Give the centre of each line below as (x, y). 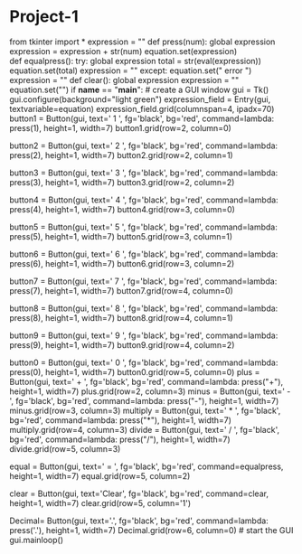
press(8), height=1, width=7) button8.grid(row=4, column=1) (121, 317)
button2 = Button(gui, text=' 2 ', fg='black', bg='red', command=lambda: (144, 146)
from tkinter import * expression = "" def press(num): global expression (142, 42)
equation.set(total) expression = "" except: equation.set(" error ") (131, 70)
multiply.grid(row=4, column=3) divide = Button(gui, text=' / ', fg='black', (145, 429)
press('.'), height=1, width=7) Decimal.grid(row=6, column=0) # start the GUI (151, 530)
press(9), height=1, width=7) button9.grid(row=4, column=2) (122, 344)
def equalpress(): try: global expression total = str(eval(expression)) (136, 61)
